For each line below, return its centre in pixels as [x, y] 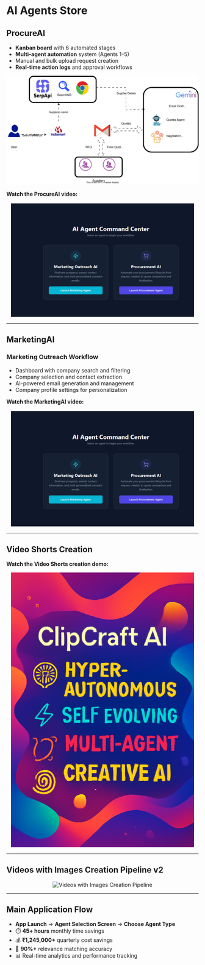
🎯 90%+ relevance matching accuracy [64, 949]
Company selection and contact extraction [69, 377]
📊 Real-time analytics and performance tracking [76, 956]
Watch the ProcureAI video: [42, 194]
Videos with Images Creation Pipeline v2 [85, 870]
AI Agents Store [47, 11]
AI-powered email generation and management [74, 383]
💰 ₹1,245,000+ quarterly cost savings [64, 940]
